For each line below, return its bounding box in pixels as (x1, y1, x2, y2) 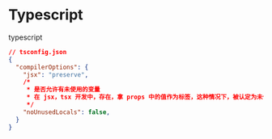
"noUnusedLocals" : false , (23, 107, 111, 116)
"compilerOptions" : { (15, 63, 89, 71)
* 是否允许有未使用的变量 (26, 86, 100, 94)
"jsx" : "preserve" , (23, 70, 89, 78)
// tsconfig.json (8, 48, 67, 56)
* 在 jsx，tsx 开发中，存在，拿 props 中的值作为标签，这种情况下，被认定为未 (26, 93, 263, 102)
